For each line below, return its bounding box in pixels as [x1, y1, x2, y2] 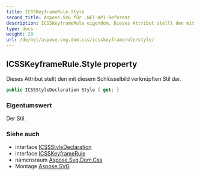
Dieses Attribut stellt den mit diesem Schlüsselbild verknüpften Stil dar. [6, 75, 181, 82]
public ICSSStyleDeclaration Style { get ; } [6, 87, 120, 93]
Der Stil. [6, 115, 26, 122]
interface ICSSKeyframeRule [14, 150, 86, 157]
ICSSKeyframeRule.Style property [6, 59, 138, 69]
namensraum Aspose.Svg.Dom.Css [14, 156, 103, 163]
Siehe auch [6, 130, 40, 138]
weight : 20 [6, 31, 34, 37]
